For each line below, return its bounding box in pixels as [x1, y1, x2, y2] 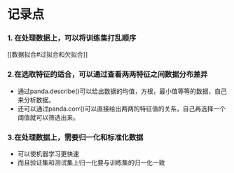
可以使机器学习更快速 [17, 150, 79, 158]
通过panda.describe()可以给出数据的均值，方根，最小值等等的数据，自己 [17, 87, 227, 95]
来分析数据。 [17, 95, 55, 104]
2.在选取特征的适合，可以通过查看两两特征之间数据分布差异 [7, 69, 208, 79]
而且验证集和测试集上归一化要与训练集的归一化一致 [17, 158, 165, 167]
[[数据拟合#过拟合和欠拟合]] [7, 50, 88, 59]
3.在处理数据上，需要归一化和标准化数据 [7, 132, 144, 142]
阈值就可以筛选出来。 [17, 113, 79, 121]
